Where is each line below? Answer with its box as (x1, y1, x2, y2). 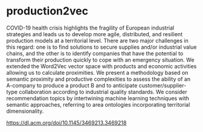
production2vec (6, 4, 89, 18)
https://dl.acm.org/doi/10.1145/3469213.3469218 (6, 119, 127, 126)
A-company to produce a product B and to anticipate (6, 81, 138, 89)
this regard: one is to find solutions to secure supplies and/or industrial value (6, 43, 197, 51)
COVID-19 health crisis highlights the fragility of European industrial (6, 24, 175, 31)
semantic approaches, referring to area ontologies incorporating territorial (6, 101, 190, 108)
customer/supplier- (138, 81, 187, 89)
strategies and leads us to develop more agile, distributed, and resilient (6, 30, 183, 37)
